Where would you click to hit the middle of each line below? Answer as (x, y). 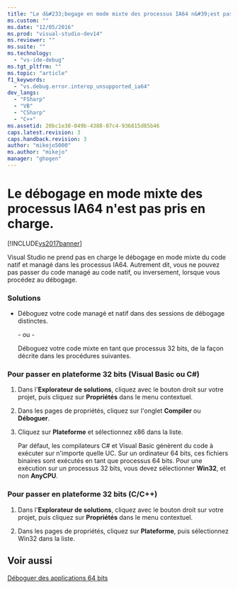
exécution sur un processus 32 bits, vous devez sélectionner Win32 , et (122, 469)
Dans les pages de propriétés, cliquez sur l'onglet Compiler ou (109, 411)
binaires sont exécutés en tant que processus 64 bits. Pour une (110, 461)
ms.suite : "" (27, 47)
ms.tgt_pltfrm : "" (34, 67)
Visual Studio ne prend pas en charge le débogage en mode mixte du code (117, 257)
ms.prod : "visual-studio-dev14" (55, 34)
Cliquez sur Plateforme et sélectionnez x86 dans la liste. (100, 432)
